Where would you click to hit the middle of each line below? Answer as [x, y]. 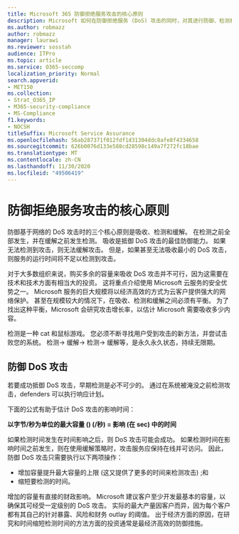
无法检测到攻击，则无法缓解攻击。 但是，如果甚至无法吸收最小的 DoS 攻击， [119, 250]
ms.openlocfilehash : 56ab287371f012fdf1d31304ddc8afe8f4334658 [103, 140]
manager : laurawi [33, 41]
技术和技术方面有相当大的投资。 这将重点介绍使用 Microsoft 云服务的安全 [115, 282]
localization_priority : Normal [54, 73]
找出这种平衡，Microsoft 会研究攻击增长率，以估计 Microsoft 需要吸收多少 [116, 309]
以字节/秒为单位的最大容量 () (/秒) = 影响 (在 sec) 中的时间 [92, 424]
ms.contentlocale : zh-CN [44, 160]
